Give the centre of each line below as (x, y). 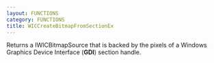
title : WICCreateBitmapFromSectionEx (60, 26)
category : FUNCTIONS (36, 20)
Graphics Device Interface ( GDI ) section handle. (74, 52)
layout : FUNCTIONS (32, 13)
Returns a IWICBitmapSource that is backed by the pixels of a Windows (107, 45)
